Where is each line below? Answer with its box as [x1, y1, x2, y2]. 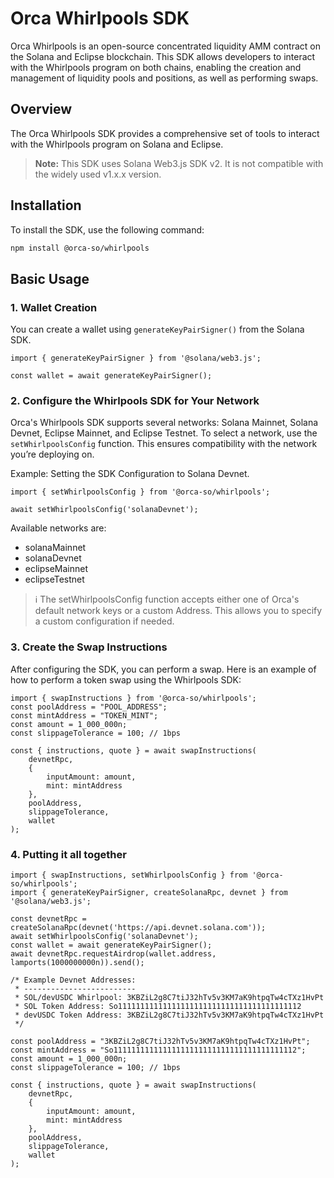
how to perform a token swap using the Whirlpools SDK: [10, 673, 242, 686]
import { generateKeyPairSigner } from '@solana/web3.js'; [10, 353, 262, 364]
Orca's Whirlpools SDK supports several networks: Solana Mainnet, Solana [10, 417, 319, 429]
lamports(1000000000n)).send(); [10, 958, 145, 968]
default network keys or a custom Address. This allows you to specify [34, 605, 323, 617]
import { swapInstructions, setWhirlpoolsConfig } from [10, 870, 248, 881]
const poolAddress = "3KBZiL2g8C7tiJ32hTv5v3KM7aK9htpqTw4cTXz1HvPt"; [10, 1037, 311, 1047]
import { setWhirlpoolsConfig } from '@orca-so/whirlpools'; [10, 487, 271, 497]
